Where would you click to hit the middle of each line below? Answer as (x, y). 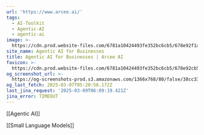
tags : (13, 18)
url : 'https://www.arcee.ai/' (45, 12)
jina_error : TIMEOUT (32, 96)
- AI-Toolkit (28, 23)
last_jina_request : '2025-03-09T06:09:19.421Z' (68, 91)
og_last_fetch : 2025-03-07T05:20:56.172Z (59, 85)
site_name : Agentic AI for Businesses (55, 51)
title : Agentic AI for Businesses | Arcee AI (65, 57)
